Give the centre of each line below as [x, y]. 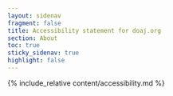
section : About [33, 38]
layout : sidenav [34, 16]
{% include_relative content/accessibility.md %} [86, 83]
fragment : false [34, 23]
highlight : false [36, 61]
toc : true [24, 46]
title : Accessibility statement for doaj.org [84, 30]
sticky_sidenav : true [43, 53]
